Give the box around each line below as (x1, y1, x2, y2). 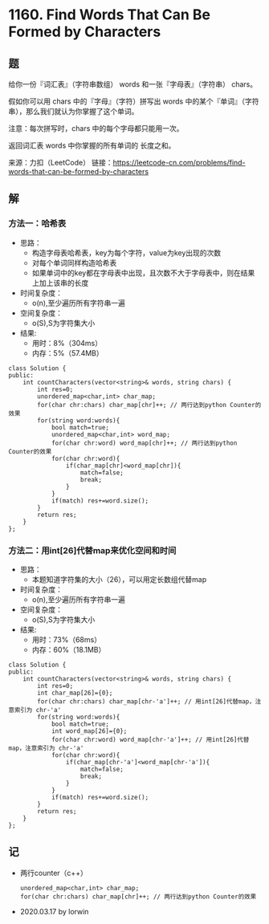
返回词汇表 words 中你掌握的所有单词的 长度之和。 (8, 140, 176, 150)
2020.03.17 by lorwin (19, 906, 89, 916)
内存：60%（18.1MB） (31, 645, 106, 654)
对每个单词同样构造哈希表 (31, 258, 117, 267)
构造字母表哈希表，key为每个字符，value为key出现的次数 (31, 247, 222, 258)
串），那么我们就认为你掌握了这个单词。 (8, 107, 139, 116)
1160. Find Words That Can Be (8, 6, 211, 24)
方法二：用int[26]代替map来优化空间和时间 (8, 544, 177, 556)
